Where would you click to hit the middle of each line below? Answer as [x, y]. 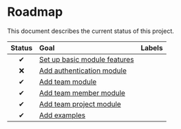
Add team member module [82, 93]
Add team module [68, 82]
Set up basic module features [86, 59]
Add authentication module [83, 71]
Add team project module [80, 104]
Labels [152, 47]
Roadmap [35, 12]
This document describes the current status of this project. [90, 31]
